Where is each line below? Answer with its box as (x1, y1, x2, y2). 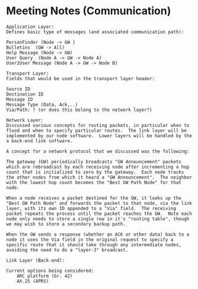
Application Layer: (6, 24, 55, 30)
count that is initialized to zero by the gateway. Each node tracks (6, 169, 184, 175)
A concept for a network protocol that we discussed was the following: (6, 148, 190, 154)
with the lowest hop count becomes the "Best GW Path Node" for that (6, 179, 182, 185)
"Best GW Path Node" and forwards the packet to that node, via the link (6, 200, 193, 206)
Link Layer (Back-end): (6, 257, 65, 263)
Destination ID (6, 91, 44, 97)
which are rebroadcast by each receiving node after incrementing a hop (6, 164, 190, 170)
